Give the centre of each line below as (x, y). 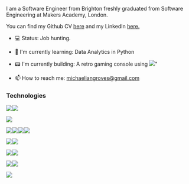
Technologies (26, 95)
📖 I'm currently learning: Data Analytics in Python (74, 52)
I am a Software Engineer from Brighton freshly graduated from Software (95, 9)
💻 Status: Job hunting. (43, 38)
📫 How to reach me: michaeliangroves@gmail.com (77, 78)
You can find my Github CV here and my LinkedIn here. (73, 26)
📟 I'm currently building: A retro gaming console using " (86, 64)
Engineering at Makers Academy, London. (57, 15)
